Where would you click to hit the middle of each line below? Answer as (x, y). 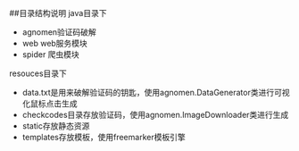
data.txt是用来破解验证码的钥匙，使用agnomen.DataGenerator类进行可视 (156, 92)
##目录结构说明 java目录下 (58, 13)
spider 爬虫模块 (51, 55)
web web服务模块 (54, 43)
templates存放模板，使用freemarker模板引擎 (104, 137)
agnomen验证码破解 (59, 32)
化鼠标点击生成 (50, 104)
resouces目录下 (38, 73)
